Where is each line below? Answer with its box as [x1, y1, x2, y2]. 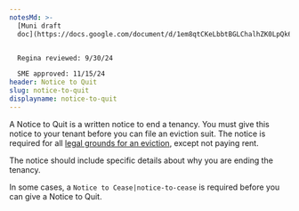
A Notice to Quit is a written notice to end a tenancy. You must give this [9, 118, 270, 129]
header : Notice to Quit [9, 77, 98, 87]
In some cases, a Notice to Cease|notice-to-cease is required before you [9, 182, 280, 192]
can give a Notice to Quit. [9, 191, 102, 201]
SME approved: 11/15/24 [17, 69, 105, 78]
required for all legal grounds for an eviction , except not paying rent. [9, 137, 260, 148]
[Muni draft [17, 21, 62, 30]
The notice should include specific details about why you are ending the [9, 155, 274, 166]
